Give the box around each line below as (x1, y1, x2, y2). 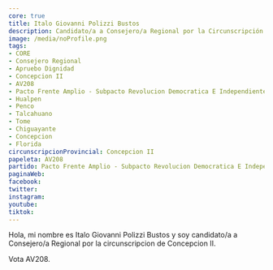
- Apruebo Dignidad (8, 65, 75, 73)
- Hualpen (8, 95, 42, 103)
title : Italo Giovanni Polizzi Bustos (8, 19, 140, 28)
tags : (8, 42, 27, 50)
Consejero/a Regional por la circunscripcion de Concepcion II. (8, 238, 217, 248)
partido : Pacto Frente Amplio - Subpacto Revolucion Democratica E (8, 163, 242, 171)
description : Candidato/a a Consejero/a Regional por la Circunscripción (8, 27, 264, 35)
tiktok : (8, 208, 35, 216)
